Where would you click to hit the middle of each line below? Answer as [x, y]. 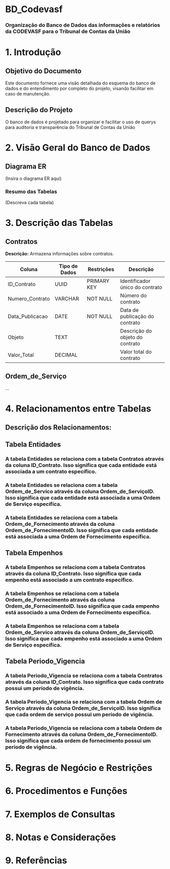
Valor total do [136, 352]
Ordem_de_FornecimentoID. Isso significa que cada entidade [82, 530]
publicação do [137, 316]
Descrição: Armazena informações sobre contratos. [60, 254]
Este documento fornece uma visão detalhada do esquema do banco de [80, 83]
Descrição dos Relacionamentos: [58, 427]
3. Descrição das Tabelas [59, 223]
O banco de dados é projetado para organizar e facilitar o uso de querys [80, 122]
